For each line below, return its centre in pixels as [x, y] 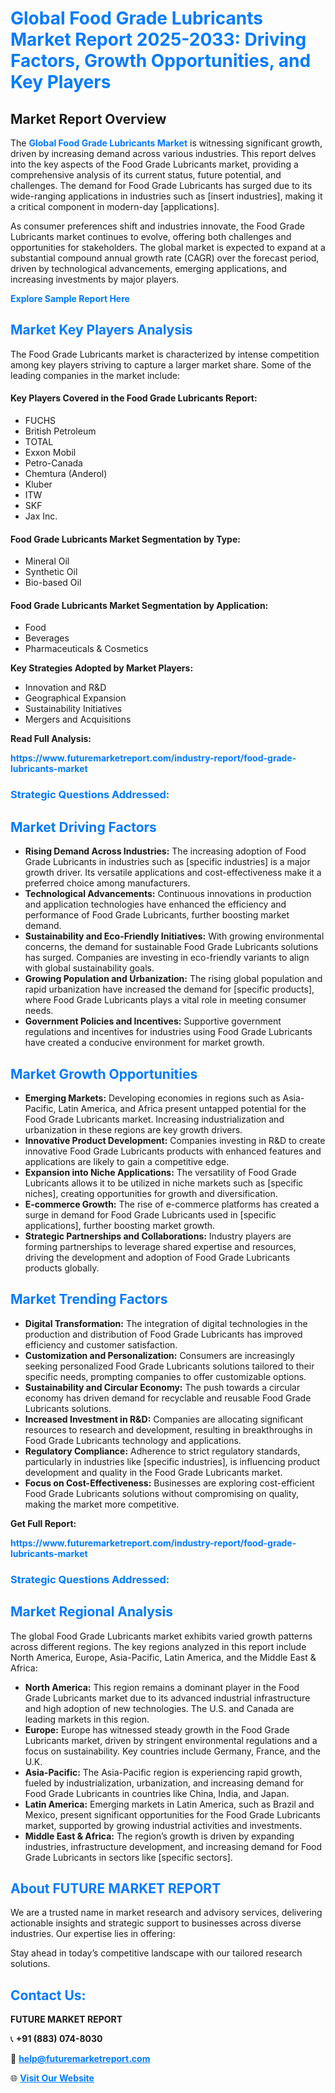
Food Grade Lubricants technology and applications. [133, 1440]
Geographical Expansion [75, 698]
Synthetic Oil [51, 572]
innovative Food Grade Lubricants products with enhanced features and [173, 1151]
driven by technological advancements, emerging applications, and [149, 268]
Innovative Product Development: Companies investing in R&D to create [175, 1140]
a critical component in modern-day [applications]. [115, 206]
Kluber [38, 484]
